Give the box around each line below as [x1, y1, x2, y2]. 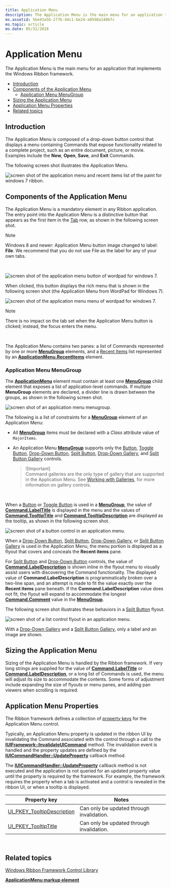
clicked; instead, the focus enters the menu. [5, 323, 98, 329]
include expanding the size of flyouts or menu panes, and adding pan [5, 681, 151, 687]
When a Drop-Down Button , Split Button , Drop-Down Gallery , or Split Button [5, 537, 164, 544]
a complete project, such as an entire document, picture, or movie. [5, 147, 145, 153]
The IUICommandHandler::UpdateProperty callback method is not [5, 762, 147, 769]
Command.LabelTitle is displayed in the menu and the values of [5, 507, 140, 513]
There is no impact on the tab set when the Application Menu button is [5, 318, 153, 324]
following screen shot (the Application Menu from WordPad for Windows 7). [5, 288, 164, 294]
